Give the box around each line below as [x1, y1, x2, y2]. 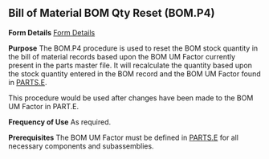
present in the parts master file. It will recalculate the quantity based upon [8, 60, 253, 70]
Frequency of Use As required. [8, 116, 112, 127]
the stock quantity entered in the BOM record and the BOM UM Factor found [8, 68, 261, 79]
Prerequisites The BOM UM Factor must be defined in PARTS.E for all [8, 132, 239, 142]
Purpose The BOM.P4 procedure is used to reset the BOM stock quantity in [8, 43, 259, 53]
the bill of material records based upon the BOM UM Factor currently [8, 51, 235, 61]
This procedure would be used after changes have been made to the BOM [8, 92, 254, 103]
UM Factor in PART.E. [8, 101, 79, 111]
